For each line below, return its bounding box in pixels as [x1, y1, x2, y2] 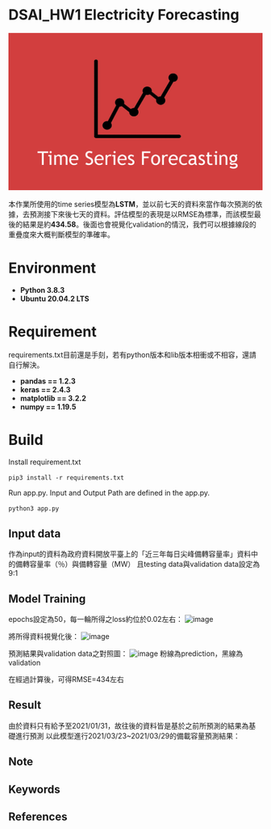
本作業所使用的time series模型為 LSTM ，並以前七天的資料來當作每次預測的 [8, 200, 256, 209]
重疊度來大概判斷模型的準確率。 [8, 230, 115, 239]
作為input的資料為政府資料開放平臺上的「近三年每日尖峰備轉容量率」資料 [8, 549, 252, 559]
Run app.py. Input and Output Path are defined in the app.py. [8, 488, 211, 498]
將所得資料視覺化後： [8, 631, 79, 641]
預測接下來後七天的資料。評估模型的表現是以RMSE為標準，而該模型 [29, 209, 255, 219]
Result [8, 698, 42, 713]
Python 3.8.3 [19, 285, 65, 295]
